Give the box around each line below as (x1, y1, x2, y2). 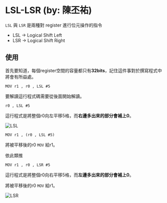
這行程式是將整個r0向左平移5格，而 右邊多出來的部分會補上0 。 (5, 112, 134, 118)
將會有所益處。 (5, 74, 36, 80)
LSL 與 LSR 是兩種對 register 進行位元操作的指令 (5, 22, 103, 28)
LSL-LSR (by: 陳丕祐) (5, 5, 92, 16)
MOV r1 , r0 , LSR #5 (5, 162, 51, 167)
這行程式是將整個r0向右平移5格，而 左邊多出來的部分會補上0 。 (5, 171, 134, 178)
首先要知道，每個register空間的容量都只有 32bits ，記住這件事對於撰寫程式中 (5, 67, 162, 73)
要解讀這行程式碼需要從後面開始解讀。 (5, 93, 84, 99)
